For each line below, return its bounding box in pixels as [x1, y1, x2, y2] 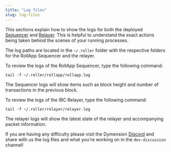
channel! [5, 142, 24, 148]
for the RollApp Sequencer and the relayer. [5, 52, 95, 59]
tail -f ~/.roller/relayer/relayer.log [5, 106, 91, 112]
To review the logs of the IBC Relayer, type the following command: [5, 97, 147, 103]
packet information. [5, 121, 47, 127]
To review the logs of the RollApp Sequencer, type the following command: [5, 62, 163, 69]
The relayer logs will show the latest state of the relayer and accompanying [5, 116, 164, 122]
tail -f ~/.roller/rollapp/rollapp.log [5, 72, 91, 77]
